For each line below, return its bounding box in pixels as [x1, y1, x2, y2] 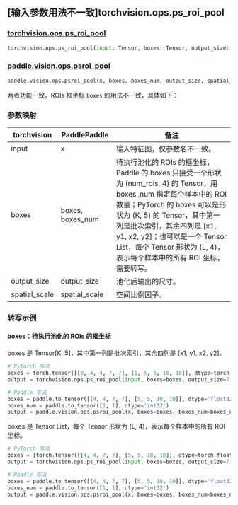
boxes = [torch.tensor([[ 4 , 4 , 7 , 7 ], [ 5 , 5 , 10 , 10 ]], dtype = [7, 452, 198, 459]
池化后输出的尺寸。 [115, 277, 181, 286]
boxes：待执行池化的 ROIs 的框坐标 [7, 332, 111, 340]
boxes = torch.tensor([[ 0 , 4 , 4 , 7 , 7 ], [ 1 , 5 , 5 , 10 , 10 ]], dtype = [7, 370, 214, 377]
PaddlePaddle [61, 130, 109, 140]
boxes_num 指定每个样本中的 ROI [115, 190, 227, 199]
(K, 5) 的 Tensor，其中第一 [132, 211, 221, 221]
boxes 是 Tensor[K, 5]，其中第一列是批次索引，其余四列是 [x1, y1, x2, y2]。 [7, 349, 226, 357]
